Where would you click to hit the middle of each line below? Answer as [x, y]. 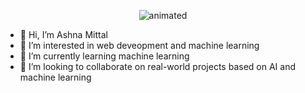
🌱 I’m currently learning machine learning [104, 56]
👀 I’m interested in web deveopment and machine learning [139, 45]
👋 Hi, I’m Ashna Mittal [63, 34]
